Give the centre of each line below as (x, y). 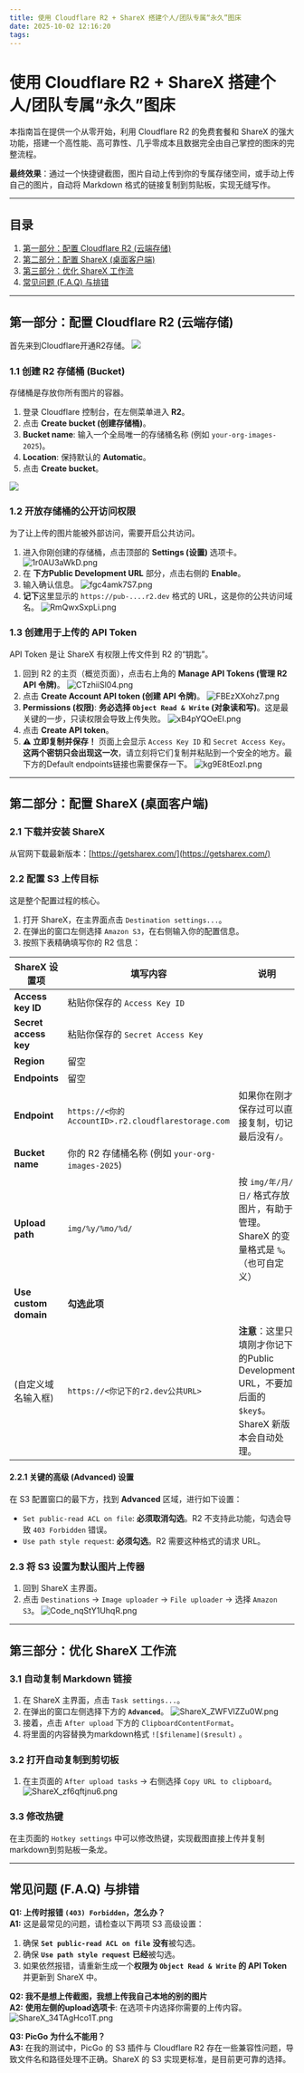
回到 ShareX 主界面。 (62, 1588)
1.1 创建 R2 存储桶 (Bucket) (67, 371)
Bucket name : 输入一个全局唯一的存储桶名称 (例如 (116, 435)
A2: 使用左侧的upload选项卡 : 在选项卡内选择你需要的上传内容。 (128, 2008)
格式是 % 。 (269, 1249)
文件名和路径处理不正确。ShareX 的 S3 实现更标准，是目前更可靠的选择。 (154, 2059)
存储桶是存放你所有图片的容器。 (69, 393)
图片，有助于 (266, 1209)
